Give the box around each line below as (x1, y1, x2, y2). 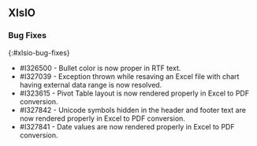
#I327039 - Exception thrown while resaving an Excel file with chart (19, 71, 240, 81)
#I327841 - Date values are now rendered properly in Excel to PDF (19, 122, 235, 131)
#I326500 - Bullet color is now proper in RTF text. (19, 63, 181, 73)
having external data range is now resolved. (19, 80, 162, 89)
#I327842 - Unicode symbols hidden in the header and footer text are (19, 105, 247, 114)
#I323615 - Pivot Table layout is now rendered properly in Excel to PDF (19, 88, 250, 98)
